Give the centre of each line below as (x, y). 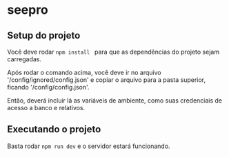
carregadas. (24, 59)
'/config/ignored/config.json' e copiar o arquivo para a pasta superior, (106, 80)
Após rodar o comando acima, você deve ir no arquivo (84, 72)
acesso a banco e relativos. (46, 108)
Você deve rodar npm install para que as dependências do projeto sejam (113, 52)
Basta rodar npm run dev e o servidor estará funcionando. (89, 146)
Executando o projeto (54, 129)
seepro (28, 10)
